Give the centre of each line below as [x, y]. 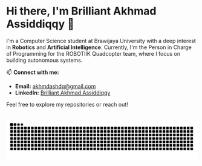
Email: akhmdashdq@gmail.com [55, 86]
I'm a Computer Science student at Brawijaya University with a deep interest [101, 41]
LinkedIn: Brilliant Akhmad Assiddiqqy [63, 93]
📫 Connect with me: [33, 72]
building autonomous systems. [44, 60]
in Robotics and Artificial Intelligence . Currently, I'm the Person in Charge [99, 47]
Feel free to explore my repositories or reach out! [67, 104]
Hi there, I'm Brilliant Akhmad [81, 11]
